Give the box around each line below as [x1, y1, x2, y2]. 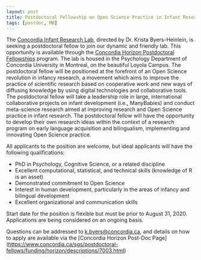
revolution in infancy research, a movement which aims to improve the [6, 74, 179, 81]
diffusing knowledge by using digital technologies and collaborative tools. [6, 87, 188, 94]
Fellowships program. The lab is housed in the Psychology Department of [6, 55, 187, 63]
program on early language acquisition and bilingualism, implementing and [6, 125, 190, 132]
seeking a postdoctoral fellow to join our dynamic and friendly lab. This [6, 42, 181, 49]
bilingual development [14, 192, 70, 200]
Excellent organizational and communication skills [14, 199, 138, 206]
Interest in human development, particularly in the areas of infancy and [14, 186, 190, 193]
